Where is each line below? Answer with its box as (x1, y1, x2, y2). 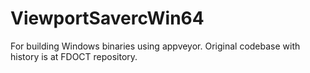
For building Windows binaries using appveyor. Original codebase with (10, 40, 301, 52)
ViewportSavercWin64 (10, 7, 205, 30)
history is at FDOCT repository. (10, 50, 138, 62)
